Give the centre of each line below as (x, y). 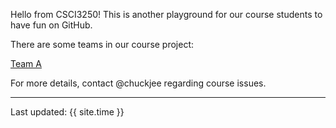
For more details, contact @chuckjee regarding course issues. (138, 83)
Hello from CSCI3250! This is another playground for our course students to (166, 14)
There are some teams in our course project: (102, 44)
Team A (26, 63)
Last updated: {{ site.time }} (67, 112)
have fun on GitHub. (51, 25)
